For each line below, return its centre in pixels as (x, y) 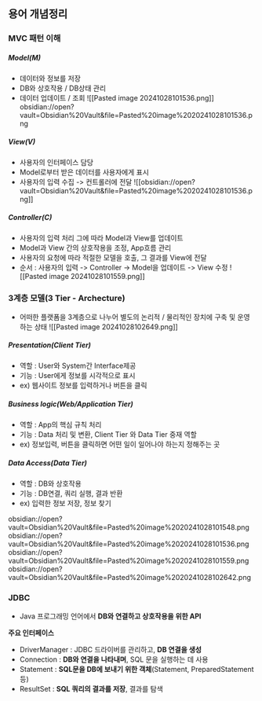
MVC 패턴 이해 (35, 39)
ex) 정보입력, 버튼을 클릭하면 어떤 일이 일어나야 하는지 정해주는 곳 (120, 444)
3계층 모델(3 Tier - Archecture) (67, 299)
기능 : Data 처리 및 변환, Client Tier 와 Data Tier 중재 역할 (108, 435)
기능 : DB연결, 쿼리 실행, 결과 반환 (71, 494)
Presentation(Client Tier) (50, 345)
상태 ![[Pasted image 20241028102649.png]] (106, 327)
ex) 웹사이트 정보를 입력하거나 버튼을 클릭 (83, 385)
